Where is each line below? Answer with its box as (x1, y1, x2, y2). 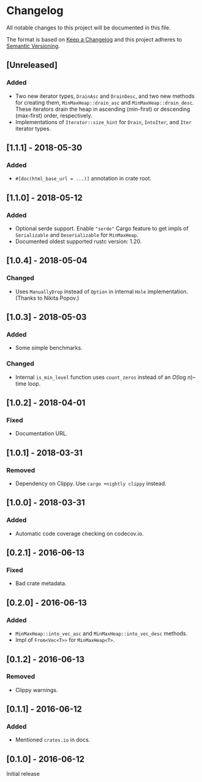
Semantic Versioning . (6, 42, 60, 50)
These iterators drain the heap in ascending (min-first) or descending (15, 105, 190, 113)
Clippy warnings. (15, 686, 58, 693)
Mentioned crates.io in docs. (15, 736, 91, 743)
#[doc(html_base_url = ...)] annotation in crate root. (15, 175, 152, 182)
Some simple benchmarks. (15, 344, 83, 352)
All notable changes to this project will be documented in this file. (6, 24, 171, 31)
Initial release (6, 770, 40, 778)
